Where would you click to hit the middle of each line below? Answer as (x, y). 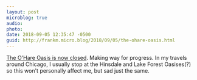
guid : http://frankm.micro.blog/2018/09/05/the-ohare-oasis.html (91, 40)
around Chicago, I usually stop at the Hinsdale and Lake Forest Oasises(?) (99, 64)
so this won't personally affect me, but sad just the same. (78, 71)
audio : (15, 23)
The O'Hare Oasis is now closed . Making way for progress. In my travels (97, 58)
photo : (15, 29)
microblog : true (27, 18)
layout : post (23, 12)
